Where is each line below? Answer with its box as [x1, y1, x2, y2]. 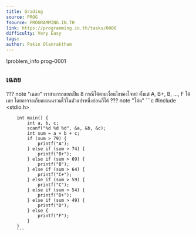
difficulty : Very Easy [6, 31, 62, 36]
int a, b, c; [27, 120, 59, 126]
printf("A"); [37, 141, 69, 147]
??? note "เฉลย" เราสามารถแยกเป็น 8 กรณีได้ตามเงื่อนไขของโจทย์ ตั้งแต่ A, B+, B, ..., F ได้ [6, 90, 191, 97]
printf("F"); [37, 212, 69, 218]
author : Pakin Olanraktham [6, 42, 72, 48]
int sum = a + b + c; [27, 130, 80, 136]
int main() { [16, 115, 49, 121]
